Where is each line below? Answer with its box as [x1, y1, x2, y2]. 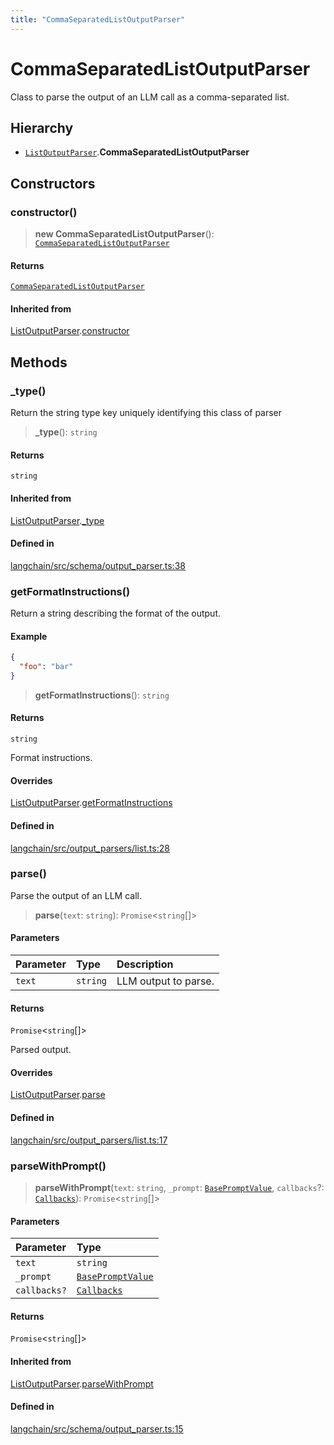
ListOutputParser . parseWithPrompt [10, 1377, 154, 1390]
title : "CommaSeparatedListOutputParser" [10, 14, 186, 25]
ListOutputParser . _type [10, 514, 105, 526]
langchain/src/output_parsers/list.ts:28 [10, 842, 170, 854]
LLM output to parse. [116, 974, 215, 988]
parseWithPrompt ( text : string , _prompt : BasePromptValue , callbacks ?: [34, 1181, 325, 1193]
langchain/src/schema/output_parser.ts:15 [10, 1422, 184, 1435]
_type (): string [34, 426, 98, 438]
